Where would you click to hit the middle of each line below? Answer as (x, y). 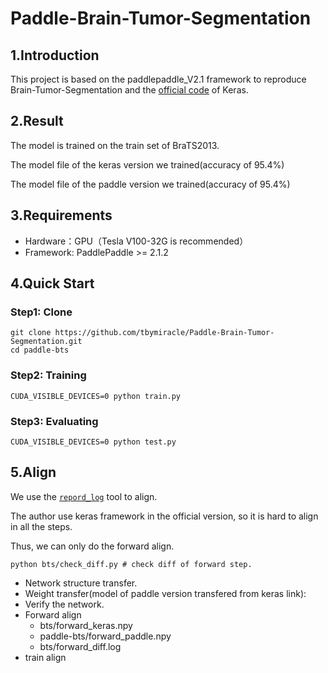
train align (45, 657)
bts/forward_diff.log (80, 646)
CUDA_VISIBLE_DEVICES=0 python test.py (93, 442)
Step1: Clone (41, 312)
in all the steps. (41, 526)
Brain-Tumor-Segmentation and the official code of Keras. (129, 90)
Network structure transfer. (81, 583)
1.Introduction (55, 55)
